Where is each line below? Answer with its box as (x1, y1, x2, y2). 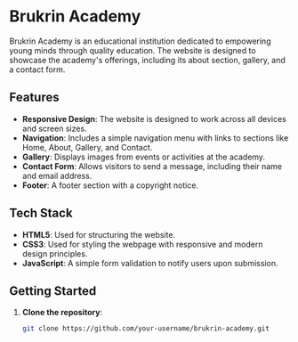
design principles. (21, 248, 88, 259)
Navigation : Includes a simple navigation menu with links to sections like (21, 132, 289, 143)
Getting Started (9, 283, 97, 298)
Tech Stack (9, 206, 73, 221)
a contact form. (9, 64, 66, 75)
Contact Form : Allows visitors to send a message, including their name (21, 160, 283, 171)
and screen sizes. (21, 123, 87, 134)
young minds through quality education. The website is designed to (9, 45, 256, 55)
